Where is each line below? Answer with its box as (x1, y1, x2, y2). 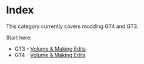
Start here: (6, 34, 32, 41)
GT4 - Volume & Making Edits (14, 51, 86, 58)
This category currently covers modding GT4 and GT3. (6, 23, 139, 30)
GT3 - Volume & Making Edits (14, 45, 86, 52)
